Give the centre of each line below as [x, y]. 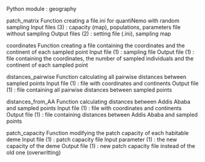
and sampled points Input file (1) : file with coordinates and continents [94, 108]
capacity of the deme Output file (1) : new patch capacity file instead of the [101, 146]
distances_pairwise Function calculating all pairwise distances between [96, 77]
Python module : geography [41, 9]
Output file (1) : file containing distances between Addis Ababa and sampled [102, 115]
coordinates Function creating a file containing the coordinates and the [96, 46]
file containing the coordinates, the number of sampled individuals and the [100, 58]
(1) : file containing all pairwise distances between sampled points [89, 90]
